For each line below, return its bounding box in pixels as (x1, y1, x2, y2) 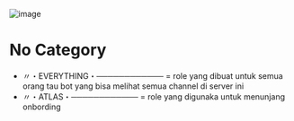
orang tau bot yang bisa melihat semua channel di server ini (22, 81, 245, 91)
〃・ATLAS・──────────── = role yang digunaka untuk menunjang (22, 91, 286, 102)
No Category (9, 40, 107, 60)
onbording (22, 101, 61, 112)
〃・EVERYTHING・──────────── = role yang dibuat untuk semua (22, 70, 283, 81)
